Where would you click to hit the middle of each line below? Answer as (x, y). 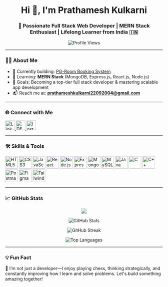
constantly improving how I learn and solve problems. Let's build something (83, 274)
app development (30, 87)
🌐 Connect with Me (29, 112)
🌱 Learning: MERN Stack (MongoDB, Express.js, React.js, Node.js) (81, 76)
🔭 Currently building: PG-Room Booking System (61, 71)
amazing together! (24, 279)
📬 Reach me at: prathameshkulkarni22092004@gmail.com (76, 93)
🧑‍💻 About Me (21, 60)
